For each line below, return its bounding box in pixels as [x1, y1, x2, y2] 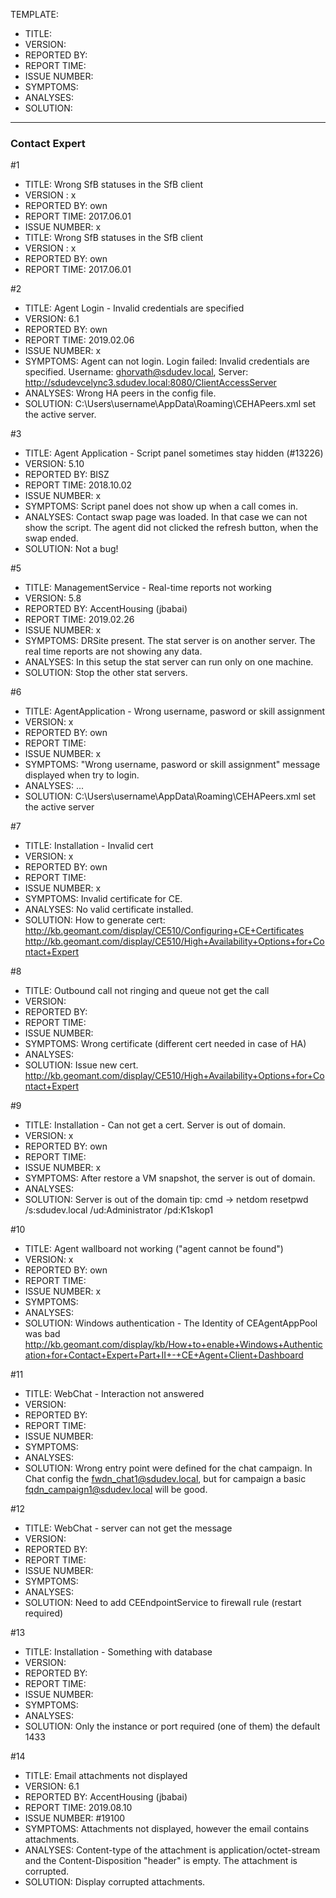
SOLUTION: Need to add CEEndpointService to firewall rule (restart [24, 1597, 302, 1609]
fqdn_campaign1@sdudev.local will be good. [24, 1484, 208, 1496]
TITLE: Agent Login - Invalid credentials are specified [24, 302, 245, 314]
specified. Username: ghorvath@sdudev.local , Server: [24, 366, 249, 378]
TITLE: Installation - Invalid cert [24, 840, 154, 852]
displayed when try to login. [24, 769, 140, 781]
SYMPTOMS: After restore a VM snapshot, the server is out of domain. [24, 1172, 316, 1184]
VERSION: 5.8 [24, 592, 82, 604]
